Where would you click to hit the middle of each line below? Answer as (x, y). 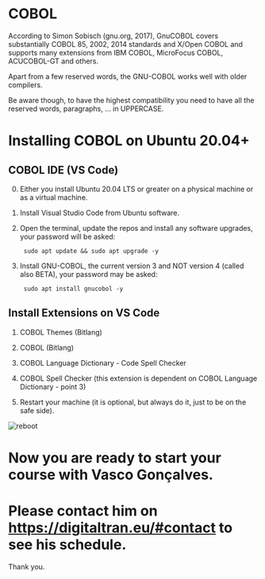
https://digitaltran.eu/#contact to (120, 528)
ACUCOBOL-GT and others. (54, 61)
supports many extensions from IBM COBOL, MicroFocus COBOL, (116, 52)
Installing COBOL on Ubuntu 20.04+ (129, 141)
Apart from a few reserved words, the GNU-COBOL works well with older (128, 76)
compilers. (25, 85)
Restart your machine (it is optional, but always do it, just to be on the (133, 402)
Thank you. (27, 566)
